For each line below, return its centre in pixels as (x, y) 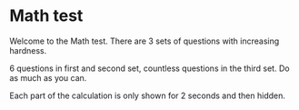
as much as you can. (48, 77)
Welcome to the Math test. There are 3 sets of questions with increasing (145, 41)
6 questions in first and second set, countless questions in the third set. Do (149, 68)
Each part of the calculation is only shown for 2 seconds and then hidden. (148, 95)
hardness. (28, 50)
